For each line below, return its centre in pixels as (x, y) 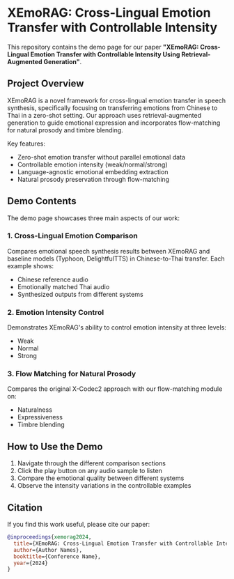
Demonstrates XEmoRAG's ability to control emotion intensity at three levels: (117, 327)
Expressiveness (40, 417)
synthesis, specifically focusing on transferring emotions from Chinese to (112, 108)
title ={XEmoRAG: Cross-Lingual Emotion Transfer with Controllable (114, 543)
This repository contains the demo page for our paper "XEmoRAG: (103, 47)
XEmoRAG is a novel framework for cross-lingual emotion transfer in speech (117, 100)
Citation (25, 508)
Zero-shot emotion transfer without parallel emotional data (101, 157)
